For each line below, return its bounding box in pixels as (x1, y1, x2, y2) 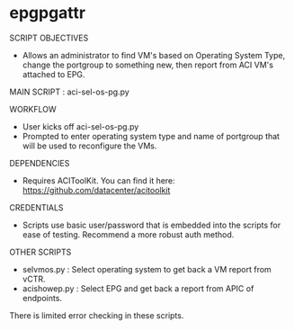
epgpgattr (9, 3, 86, 23)
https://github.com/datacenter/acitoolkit (22, 184, 171, 195)
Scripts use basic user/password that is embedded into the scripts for (22, 219, 281, 230)
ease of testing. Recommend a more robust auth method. (22, 228, 235, 240)
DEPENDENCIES (9, 157, 70, 168)
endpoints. (22, 292, 63, 303)
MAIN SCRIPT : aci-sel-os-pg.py (9, 86, 130, 97)
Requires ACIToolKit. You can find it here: (22, 174, 175, 186)
